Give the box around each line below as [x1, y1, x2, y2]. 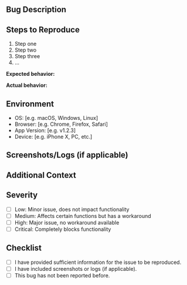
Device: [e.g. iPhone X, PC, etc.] [14, 133, 93, 140]
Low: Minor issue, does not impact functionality [14, 206, 130, 213]
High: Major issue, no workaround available [14, 219, 120, 226]
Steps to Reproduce [6, 25, 80, 35]
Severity [6, 190, 38, 200]
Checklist [6, 243, 42, 253]
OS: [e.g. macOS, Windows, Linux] [14, 115, 98, 122]
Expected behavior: [6, 71, 55, 78]
